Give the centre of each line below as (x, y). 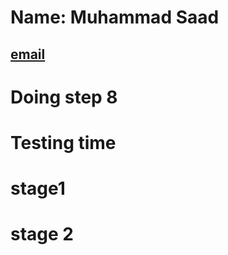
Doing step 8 (64, 97)
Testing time (63, 142)
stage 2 (42, 234)
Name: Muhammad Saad (115, 17)
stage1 (38, 188)
